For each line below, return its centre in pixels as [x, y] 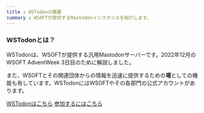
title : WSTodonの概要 [34, 12]
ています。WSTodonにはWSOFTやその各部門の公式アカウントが [109, 82]
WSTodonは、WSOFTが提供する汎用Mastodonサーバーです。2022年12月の [101, 54]
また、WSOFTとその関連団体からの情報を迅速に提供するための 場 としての [99, 75]
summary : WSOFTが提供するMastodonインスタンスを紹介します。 [79, 18]
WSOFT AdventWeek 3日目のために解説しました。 [71, 62]
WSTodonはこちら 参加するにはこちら [55, 103]
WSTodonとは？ [31, 40]
